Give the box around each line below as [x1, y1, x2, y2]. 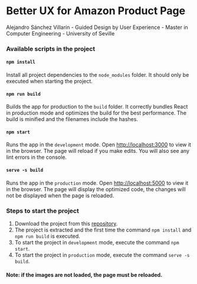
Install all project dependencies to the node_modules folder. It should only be [6, 71, 189, 79]
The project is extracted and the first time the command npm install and [14, 226, 192, 233]
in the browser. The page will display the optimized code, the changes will [6, 185, 186, 192]
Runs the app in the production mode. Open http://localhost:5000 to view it [6, 179, 189, 187]
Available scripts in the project [6, 44, 96, 53]
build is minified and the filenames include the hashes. [6, 116, 139, 123]
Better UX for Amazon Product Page [6, 4, 186, 18]
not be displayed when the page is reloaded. [6, 192, 114, 199]
